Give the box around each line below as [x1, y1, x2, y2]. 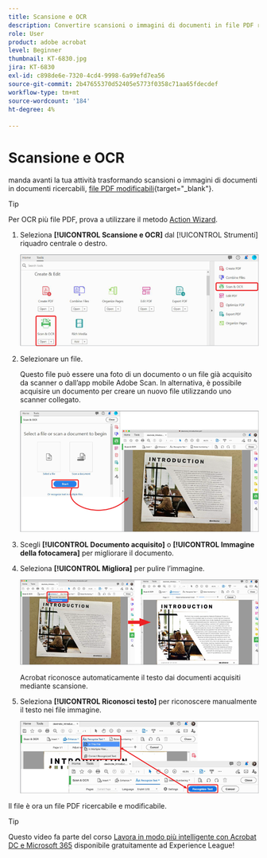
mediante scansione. [19, 681, 89, 691]
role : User [8, 29, 44, 37]
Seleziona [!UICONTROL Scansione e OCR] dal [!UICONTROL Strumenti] [19, 230, 258, 240]
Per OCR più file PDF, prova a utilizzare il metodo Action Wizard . [8, 215, 219, 225]
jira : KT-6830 [8, 64, 56, 72]
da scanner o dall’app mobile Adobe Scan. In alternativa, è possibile [19, 378, 242, 387]
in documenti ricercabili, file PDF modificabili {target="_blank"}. [8, 184, 215, 194]
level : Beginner [8, 46, 62, 55]
